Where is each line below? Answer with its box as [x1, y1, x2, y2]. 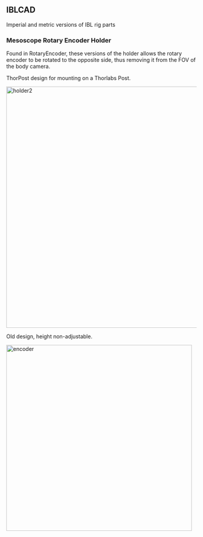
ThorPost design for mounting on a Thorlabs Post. [6, 75, 131, 82]
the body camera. [6, 63, 50, 70]
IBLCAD [6, 5, 36, 15]
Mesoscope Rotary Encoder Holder [6, 36, 112, 44]
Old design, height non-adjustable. [6, 333, 92, 340]
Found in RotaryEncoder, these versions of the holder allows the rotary [6, 50, 182, 57]
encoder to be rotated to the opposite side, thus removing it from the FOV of [6, 56, 196, 64]
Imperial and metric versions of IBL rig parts [6, 21, 116, 28]
